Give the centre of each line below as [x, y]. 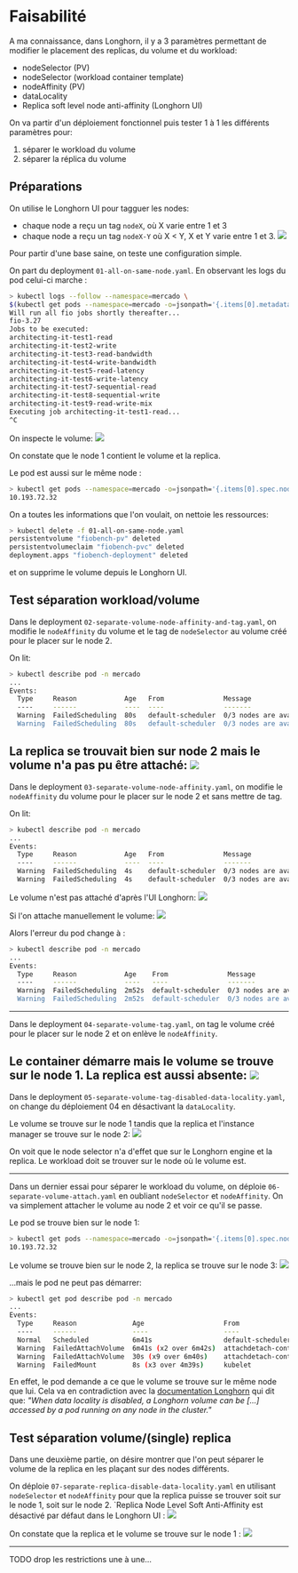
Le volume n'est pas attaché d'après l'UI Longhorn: [103, 897]
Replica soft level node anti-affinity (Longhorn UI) [112, 105]
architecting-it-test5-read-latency [77, 371]
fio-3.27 [25, 321]
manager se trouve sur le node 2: [70, 1134]
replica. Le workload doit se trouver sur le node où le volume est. [128, 1160]
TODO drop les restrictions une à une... [81, 1560]
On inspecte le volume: [51, 438]
